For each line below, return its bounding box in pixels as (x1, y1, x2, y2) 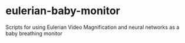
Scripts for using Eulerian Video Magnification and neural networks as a (5, 24, 180, 31)
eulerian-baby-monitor (5, 4, 120, 18)
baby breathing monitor (5, 29, 62, 37)
